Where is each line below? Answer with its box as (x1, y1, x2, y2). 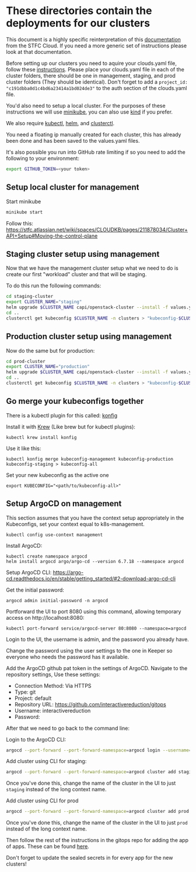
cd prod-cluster (6, 358, 45, 364)
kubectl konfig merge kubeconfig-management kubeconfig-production (6, 456, 174, 462)
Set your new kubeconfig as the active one (6, 471, 109, 478)
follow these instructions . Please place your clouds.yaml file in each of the (6, 66, 185, 73)
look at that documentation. (6, 48, 72, 55)
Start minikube (6, 198, 41, 205)
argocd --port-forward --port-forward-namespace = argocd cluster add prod (6, 809, 190, 815)
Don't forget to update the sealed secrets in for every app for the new (6, 854, 173, 861)
